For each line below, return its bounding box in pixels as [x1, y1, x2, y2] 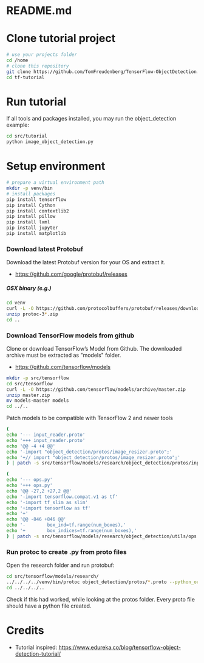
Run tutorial [6, 95, 67, 108]
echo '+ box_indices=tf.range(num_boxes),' [6, 528, 137, 534]
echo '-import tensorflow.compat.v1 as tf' [6, 494, 118, 500]
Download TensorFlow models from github [6, 331, 135, 340]
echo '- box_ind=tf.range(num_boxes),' [6, 522, 126, 528]
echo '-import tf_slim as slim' [6, 499, 88, 505]
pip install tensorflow [6, 196, 67, 203]
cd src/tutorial [6, 133, 47, 139]
